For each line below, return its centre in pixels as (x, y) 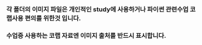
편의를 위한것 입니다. (53, 18)
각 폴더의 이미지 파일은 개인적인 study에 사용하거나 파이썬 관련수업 (97, 9)
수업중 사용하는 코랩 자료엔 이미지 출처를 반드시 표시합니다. (86, 36)
